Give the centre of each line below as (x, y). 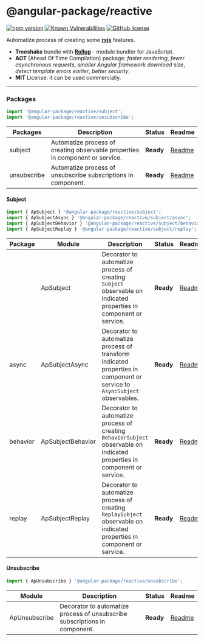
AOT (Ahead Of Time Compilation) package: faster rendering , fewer (100, 58)
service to (116, 384)
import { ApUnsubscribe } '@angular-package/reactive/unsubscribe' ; (95, 581)
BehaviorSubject (125, 437)
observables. (120, 398)
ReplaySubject (122, 514)
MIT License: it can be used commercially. (68, 77)
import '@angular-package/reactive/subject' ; (65, 112)
